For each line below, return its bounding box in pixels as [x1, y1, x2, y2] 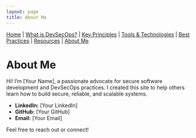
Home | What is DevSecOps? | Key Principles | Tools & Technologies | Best [6, 30, 190, 38]
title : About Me [6, 14, 47, 20]
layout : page [6, 8, 39, 15]
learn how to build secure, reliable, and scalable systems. [6, 90, 148, 97]
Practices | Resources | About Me [6, 37, 89, 44]
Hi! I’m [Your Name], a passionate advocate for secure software [6, 78, 163, 85]
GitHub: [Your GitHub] [14, 108, 70, 115]
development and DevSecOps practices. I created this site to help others [6, 84, 185, 91]
